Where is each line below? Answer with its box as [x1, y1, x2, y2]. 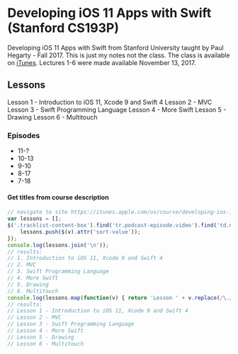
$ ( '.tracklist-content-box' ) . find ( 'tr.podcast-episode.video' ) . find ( [7, 222, 217, 229]
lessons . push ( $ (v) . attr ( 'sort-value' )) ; [20, 228, 141, 235]
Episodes [7, 130, 40, 140]
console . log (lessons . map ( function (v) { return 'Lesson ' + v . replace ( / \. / [7, 294, 233, 302]
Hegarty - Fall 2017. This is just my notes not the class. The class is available [7, 51, 230, 59]
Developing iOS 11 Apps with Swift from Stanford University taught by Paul [7, 43, 225, 52]
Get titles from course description [7, 193, 109, 201]
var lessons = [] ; [7, 215, 62, 222]
